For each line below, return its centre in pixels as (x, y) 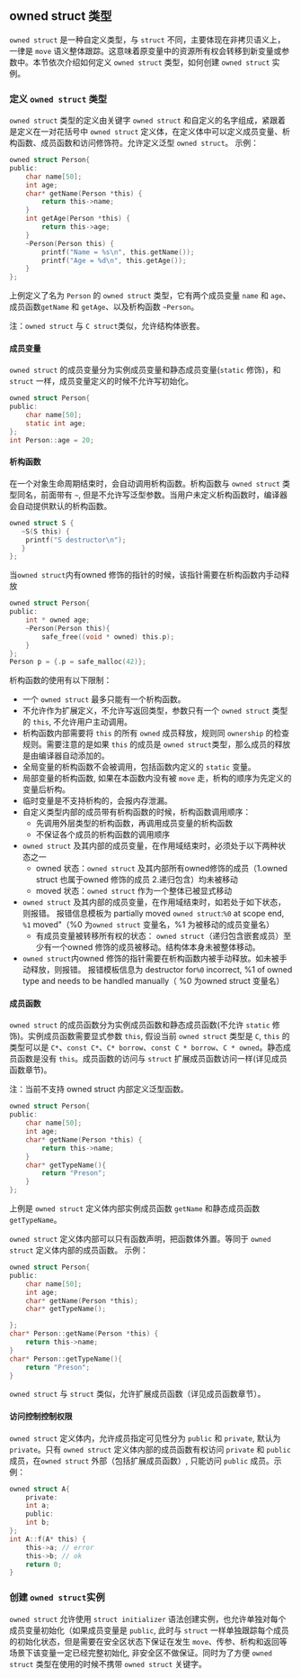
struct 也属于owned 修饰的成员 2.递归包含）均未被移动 (137, 880)
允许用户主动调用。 (97, 722)
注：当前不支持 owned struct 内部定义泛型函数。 (99, 1090)
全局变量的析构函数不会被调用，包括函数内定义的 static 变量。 (139, 767)
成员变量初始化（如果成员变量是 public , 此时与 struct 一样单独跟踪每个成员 (149, 1630)
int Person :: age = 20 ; (52, 440)
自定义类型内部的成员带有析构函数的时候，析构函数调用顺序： (137, 812)
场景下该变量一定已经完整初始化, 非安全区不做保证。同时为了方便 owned (141, 1653)
